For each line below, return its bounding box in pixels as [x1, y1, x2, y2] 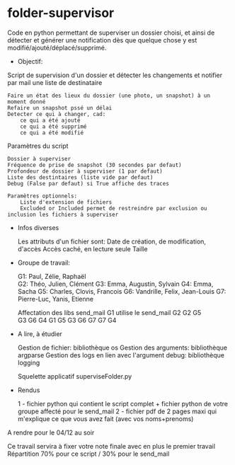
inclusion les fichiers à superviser [7, 211, 119, 218]
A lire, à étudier [17, 329, 62, 338]
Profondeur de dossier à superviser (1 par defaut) [7, 168, 163, 175]
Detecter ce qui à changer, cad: [7, 110, 106, 117]
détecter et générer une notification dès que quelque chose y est [7, 35, 197, 44]
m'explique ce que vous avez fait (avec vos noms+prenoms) [17, 414, 194, 423]
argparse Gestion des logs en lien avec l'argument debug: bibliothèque [17, 350, 225, 359]
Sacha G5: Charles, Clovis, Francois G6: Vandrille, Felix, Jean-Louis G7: [17, 287, 227, 295]
